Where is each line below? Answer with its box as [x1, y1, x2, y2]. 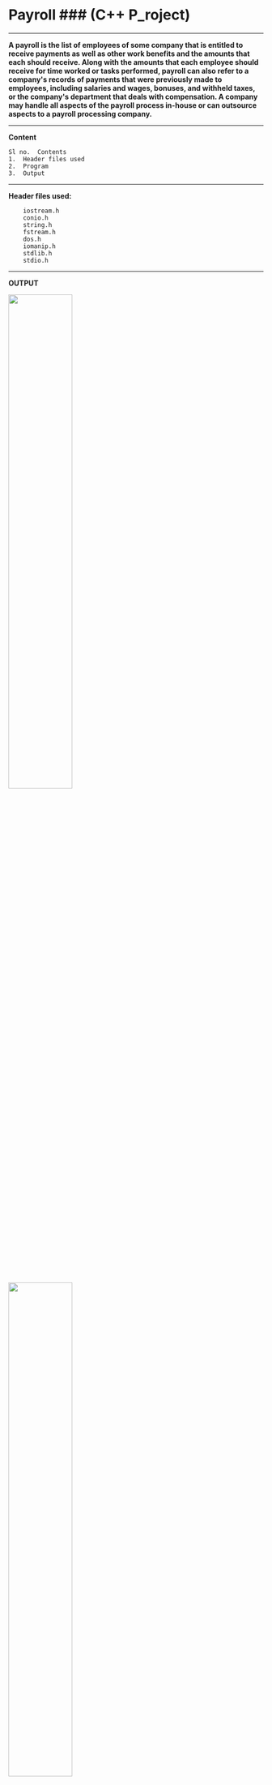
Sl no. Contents [8, 148, 67, 156]
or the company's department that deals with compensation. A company [8, 92, 258, 101]
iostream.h [23, 207, 60, 215]
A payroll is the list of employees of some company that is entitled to [8, 40, 244, 49]
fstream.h [23, 228, 57, 236]
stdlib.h [23, 249, 53, 257]
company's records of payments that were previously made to [8, 75, 223, 84]
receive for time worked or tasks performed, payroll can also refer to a [8, 66, 249, 75]
